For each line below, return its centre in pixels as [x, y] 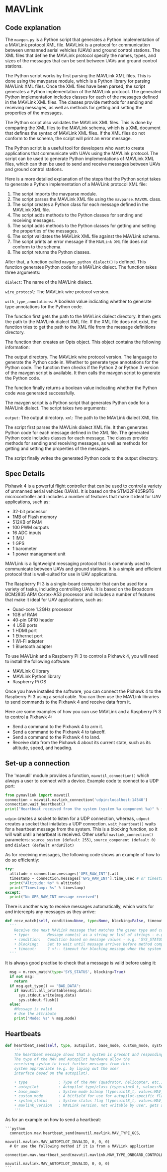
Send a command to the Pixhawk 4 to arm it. [58, 726]
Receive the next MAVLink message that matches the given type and [85, 930]
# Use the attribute [35, 1014]
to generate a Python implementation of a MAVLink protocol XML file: [76, 184]
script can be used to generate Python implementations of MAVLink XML [80, 159]
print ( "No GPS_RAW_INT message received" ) [54, 897]
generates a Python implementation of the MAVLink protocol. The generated [83, 92]
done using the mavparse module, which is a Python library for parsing [78, 81]
